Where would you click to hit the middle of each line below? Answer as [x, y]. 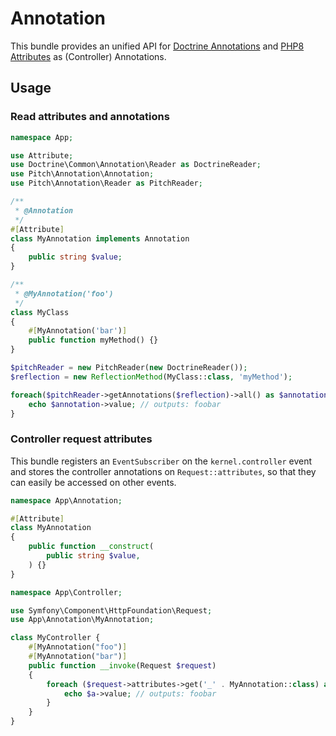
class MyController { [55, 638]
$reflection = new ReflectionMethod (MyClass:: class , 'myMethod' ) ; [151, 377]
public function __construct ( [91, 547]
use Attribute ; [42, 155]
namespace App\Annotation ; [66, 500]
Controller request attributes [81, 439]
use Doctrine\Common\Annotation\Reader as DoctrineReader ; [136, 165]
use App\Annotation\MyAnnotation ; [82, 620]
